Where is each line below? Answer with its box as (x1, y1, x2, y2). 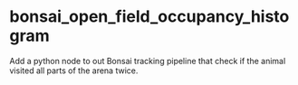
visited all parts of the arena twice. (9, 65, 139, 76)
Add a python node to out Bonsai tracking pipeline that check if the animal (9, 55, 286, 66)
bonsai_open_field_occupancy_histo (9, 6, 290, 27)
